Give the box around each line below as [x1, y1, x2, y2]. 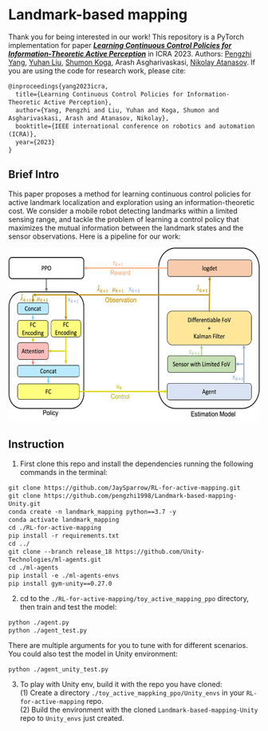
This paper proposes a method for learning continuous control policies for [8, 189, 251, 199]
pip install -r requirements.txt [8, 531, 120, 539]
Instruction [8, 437, 65, 452]
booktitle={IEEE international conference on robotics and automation [15, 122, 255, 130]
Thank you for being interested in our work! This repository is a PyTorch [8, 32, 245, 41]
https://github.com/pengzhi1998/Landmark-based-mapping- [43, 492, 238, 500]
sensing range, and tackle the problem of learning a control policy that [8, 214, 239, 224]
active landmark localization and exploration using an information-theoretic [8, 197, 255, 207]
